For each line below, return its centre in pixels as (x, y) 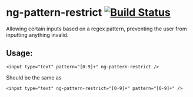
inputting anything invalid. (37, 34)
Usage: (20, 53)
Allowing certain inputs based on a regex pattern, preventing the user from (96, 29)
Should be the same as (34, 77)
